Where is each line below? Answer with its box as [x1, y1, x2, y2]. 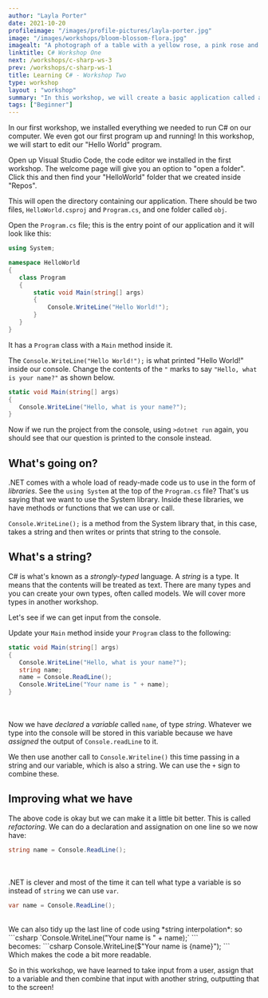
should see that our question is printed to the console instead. [8, 433, 212, 443]
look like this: [8, 229, 52, 238]
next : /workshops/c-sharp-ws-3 [8, 57, 112, 65]
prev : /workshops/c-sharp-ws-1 [8, 64, 112, 72]
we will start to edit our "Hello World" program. [8, 140, 162, 150]
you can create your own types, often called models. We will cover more [8, 589, 246, 598]
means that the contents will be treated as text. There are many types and [8, 580, 251, 589]
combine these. [8, 769, 60, 778]
